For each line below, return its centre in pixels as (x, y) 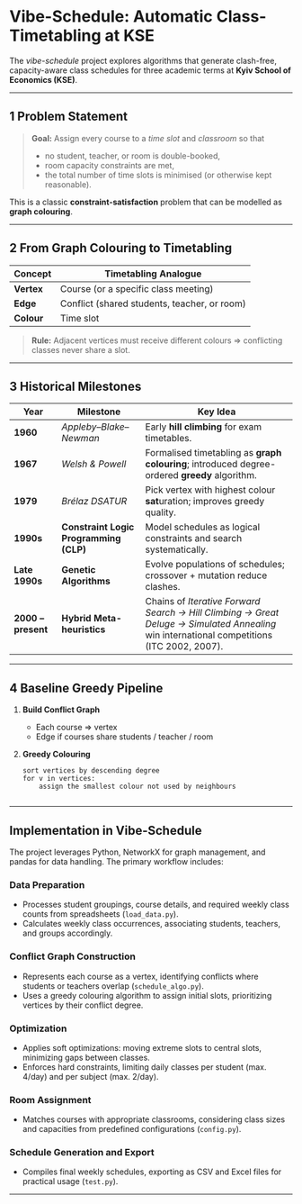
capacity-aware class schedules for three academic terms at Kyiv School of (151, 70)
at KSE (130, 36)
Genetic (79, 570)
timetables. (169, 439)
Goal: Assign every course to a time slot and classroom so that (148, 138)
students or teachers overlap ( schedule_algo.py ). (113, 986)
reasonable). (68, 184)
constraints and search (194, 539)
